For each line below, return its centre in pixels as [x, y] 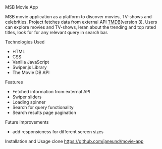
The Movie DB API [31, 73]
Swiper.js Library [29, 67]
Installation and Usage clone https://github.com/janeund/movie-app [74, 141]
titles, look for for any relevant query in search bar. [57, 32]
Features [14, 82]
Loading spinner [29, 102]
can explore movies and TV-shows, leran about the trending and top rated [81, 27]
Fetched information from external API [51, 92]
